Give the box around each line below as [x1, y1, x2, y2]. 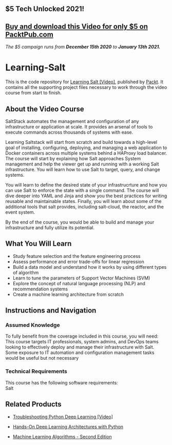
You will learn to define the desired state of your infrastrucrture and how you [5, 181, 167, 188]
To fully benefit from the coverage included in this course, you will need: [5, 333, 159, 339]
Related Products [5, 400, 62, 409]
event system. [5, 209, 35, 215]
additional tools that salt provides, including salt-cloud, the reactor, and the [5, 203, 164, 210]
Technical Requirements [5, 368, 68, 375]
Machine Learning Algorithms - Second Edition [12, 433, 112, 439]
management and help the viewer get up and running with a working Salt [5, 161, 159, 167]
